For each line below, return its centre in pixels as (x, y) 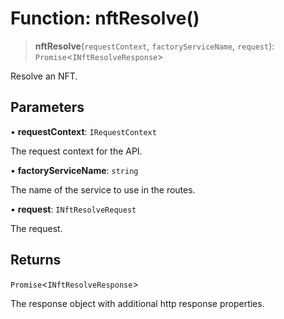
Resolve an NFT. (44, 76)
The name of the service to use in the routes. (103, 189)
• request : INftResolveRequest (73, 209)
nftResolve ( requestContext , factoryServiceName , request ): (154, 46)
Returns (36, 260)
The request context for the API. (76, 151)
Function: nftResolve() (105, 18)
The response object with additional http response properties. (137, 303)
